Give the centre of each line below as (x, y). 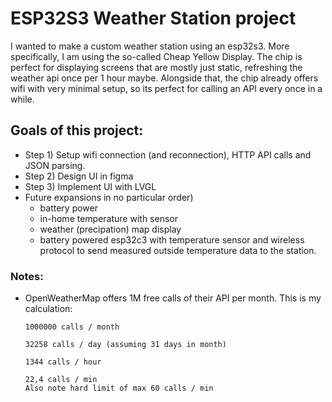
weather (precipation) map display (110, 229)
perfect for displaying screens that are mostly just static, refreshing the (156, 67)
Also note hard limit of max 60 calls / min (119, 388)
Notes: (27, 276)
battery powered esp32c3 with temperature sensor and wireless (172, 239)
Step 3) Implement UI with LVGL (90, 186)
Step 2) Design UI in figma (79, 176)
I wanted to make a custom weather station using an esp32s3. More (150, 46)
